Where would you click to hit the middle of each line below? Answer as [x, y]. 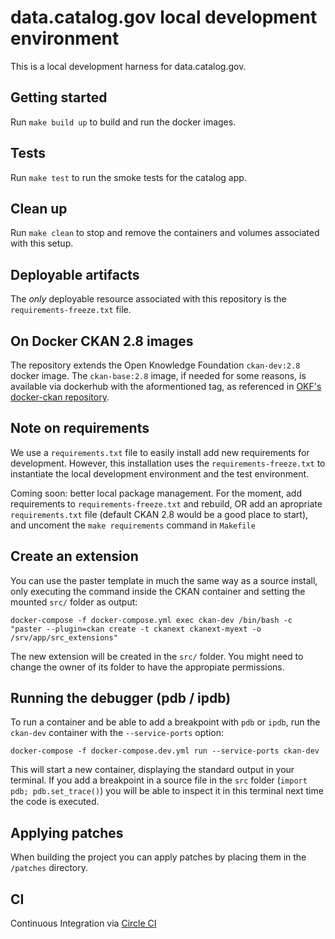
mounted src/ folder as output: [74, 602]
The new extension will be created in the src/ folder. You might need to [157, 656]
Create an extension [74, 556]
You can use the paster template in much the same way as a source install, [164, 580]
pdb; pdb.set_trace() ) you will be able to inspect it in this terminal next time [167, 791]
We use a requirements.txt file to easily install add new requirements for [160, 452]
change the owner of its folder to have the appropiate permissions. [147, 667]
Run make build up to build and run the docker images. [123, 122]
